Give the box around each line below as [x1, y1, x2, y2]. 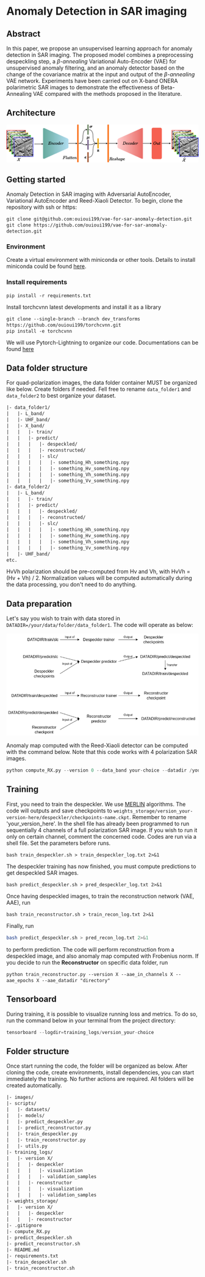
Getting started [6, 174, 66, 184]
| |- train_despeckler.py [6, 1131, 78, 1137]
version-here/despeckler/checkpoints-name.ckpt [6, 814, 130, 820]
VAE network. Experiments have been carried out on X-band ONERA [6, 78, 178, 84]
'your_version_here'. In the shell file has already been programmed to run [6, 820, 190, 827]
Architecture [6, 108, 56, 118]
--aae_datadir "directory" [41, 977, 111, 983]
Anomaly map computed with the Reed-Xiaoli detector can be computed [6, 742, 189, 749]
